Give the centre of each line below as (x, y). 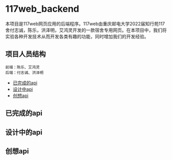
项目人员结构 (26, 54)
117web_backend (42, 9)
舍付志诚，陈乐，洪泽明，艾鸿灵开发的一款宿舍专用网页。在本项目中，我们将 (86, 30)
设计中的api (24, 132)
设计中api (23, 89)
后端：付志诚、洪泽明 (24, 73)
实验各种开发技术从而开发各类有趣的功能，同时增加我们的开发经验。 (77, 36)
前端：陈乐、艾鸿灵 (23, 67)
